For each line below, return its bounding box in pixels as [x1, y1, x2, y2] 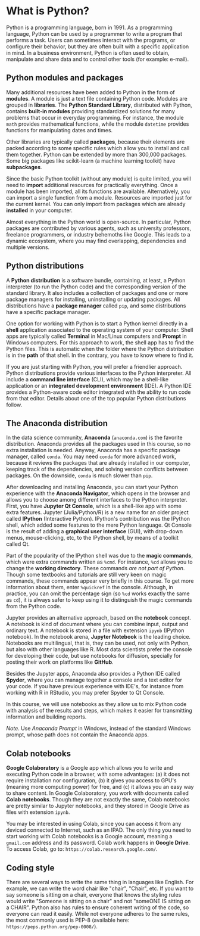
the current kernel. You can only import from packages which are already [6, 200, 186, 207]
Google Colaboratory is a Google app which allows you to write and [6, 764, 173, 772]
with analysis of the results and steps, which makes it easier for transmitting [6, 707, 192, 714]
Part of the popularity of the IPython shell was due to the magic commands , [6, 552, 193, 559]
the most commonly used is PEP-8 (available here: [6, 916, 130, 923]
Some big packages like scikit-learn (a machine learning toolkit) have [6, 157, 176, 164]
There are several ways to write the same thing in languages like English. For [6, 879, 194, 885]
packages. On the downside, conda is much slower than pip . [6, 472, 153, 479]
